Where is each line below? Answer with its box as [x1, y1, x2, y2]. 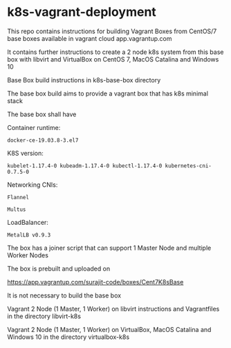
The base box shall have [7, 110, 77, 118]
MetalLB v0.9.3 [7, 231, 51, 239]
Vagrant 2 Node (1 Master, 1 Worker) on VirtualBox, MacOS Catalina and [7, 325, 212, 333]
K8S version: [7, 149, 44, 157]
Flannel [7, 194, 30, 201]
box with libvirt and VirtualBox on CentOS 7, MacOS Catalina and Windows [7, 55, 219, 63]
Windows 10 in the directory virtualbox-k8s [7, 333, 130, 341]
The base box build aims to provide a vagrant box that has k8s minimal [7, 89, 209, 98]
